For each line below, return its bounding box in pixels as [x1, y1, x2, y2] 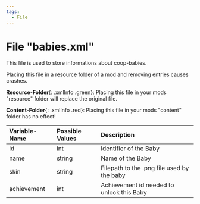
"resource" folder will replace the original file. [6, 95, 118, 102]
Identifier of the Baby [101, 145, 160, 153]
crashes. [6, 77, 28, 84]
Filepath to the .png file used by [101, 164, 189, 172]
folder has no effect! [6, 113, 56, 120]
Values [56, 134, 77, 143]
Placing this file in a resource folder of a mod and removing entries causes [6, 71, 189, 78]
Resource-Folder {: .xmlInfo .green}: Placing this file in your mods [6, 89, 167, 96]
